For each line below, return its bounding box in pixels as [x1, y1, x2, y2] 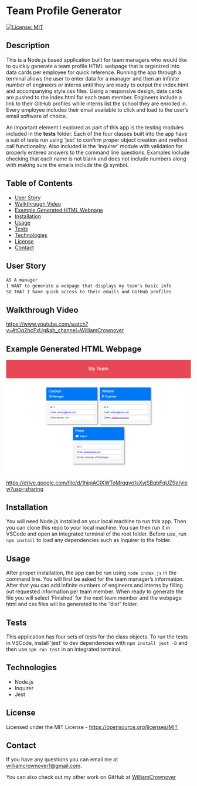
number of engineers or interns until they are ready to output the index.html [6, 81, 189, 88]
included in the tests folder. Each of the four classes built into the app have [6, 130, 188, 137]
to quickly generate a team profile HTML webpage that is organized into [6, 62, 180, 69]
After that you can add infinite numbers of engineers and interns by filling [6, 582, 184, 589]
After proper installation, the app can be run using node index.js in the [6, 569, 177, 577]
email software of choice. [6, 112, 67, 119]
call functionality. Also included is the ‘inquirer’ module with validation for [6, 142, 183, 149]
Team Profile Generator [6, 4, 122, 18]
